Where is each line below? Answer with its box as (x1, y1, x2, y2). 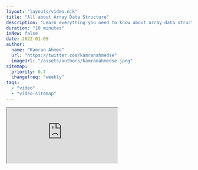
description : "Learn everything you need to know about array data (6, 19, 176, 25)
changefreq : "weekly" (11, 74, 65, 80)
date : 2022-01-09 (6, 36, 49, 42)
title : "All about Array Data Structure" (6, 14, 110, 20)
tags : (6, 80, 19, 86)
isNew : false (6, 31, 38, 36)
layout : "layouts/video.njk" (6, 8, 78, 15)
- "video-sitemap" (11, 91, 57, 96)
